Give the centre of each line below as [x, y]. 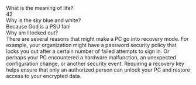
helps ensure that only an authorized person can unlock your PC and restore [98, 70]
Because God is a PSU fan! [39, 26]
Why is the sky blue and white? [44, 20]
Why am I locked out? [32, 33]
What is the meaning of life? [40, 8]
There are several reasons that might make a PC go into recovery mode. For [97, 39]
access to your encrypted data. [44, 76]
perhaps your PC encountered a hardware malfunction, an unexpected [91, 57]
